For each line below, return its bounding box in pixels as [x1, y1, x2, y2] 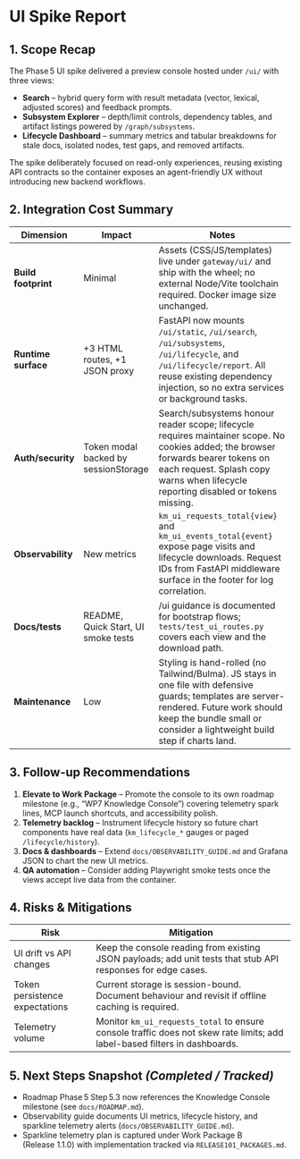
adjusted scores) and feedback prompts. [21, 102, 172, 113]
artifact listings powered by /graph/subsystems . [21, 121, 196, 131]
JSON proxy [83, 364, 135, 376]
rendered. [158, 700, 200, 713]
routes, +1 [83, 353, 127, 366]
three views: [9, 75, 55, 86]
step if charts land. [158, 734, 237, 747]
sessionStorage [83, 462, 149, 475]
